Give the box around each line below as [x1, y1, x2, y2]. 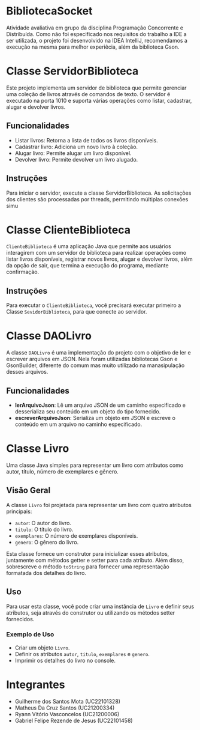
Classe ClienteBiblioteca [6, 223, 131, 237]
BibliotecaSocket [6, 4, 93, 18]
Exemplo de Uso [6, 630, 54, 639]
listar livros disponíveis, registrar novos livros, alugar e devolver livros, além [6, 255, 193, 263]
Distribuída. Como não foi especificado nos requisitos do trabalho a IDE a [6, 30, 187, 37]
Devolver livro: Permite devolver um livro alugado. [14, 156, 138, 163]
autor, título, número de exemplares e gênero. [6, 467, 119, 475]
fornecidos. [6, 615, 35, 622]
